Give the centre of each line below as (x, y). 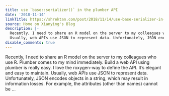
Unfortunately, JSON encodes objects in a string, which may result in (77, 78)
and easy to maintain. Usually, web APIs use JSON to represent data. (77, 73)
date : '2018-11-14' (26, 15)
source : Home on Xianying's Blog (40, 24)
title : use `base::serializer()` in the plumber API (62, 10)
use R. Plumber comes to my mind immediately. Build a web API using (77, 62)
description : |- (22, 29)
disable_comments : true (30, 43)
